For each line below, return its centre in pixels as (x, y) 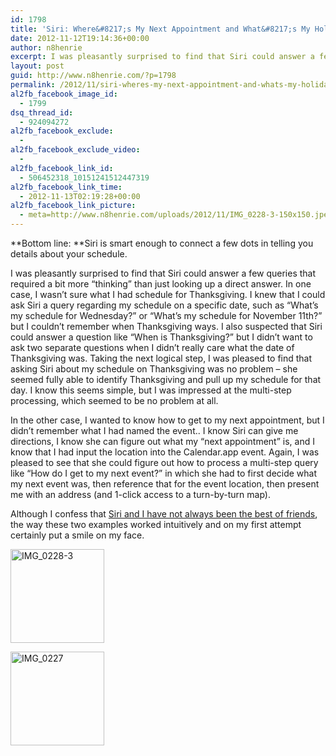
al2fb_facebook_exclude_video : (75, 150)
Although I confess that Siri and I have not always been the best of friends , (164, 514)
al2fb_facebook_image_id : (64, 94)
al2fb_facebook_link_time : (66, 187)
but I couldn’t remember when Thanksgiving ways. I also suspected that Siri (166, 326)
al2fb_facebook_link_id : (62, 168)
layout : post (37, 66)
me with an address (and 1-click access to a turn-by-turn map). (140, 494)
